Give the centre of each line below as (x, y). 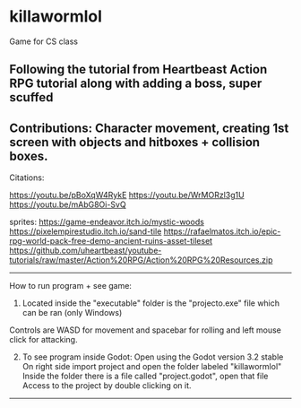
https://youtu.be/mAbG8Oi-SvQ (68, 204)
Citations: (27, 178)
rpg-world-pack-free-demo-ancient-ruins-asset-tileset (111, 241)
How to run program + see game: (71, 286)
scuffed (31, 97)
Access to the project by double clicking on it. (107, 386)
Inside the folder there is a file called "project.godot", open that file (145, 376)
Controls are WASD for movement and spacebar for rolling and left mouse (146, 330)
